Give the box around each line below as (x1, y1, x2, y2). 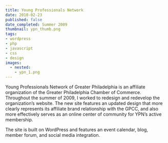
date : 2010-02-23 (5, 12, 43, 17)
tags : (5, 31, 17, 37)
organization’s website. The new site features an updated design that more (5, 100, 163, 106)
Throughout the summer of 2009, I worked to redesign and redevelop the (5, 95, 160, 101)
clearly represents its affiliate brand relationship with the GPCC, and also (5, 106, 159, 112)
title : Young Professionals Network (5, 7, 83, 13)
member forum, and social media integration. (5, 132, 100, 138)
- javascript (5, 46, 33, 51)
